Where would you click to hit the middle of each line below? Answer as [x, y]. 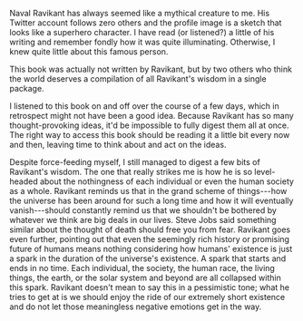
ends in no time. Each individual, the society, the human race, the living [142, 268]
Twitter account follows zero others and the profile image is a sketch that [146, 23]
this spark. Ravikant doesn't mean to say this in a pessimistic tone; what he [150, 287]
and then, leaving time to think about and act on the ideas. [118, 145]
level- [264, 172]
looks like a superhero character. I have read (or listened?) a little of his [142, 32]
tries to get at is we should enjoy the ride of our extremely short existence [147, 297]
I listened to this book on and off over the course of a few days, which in [144, 106]
